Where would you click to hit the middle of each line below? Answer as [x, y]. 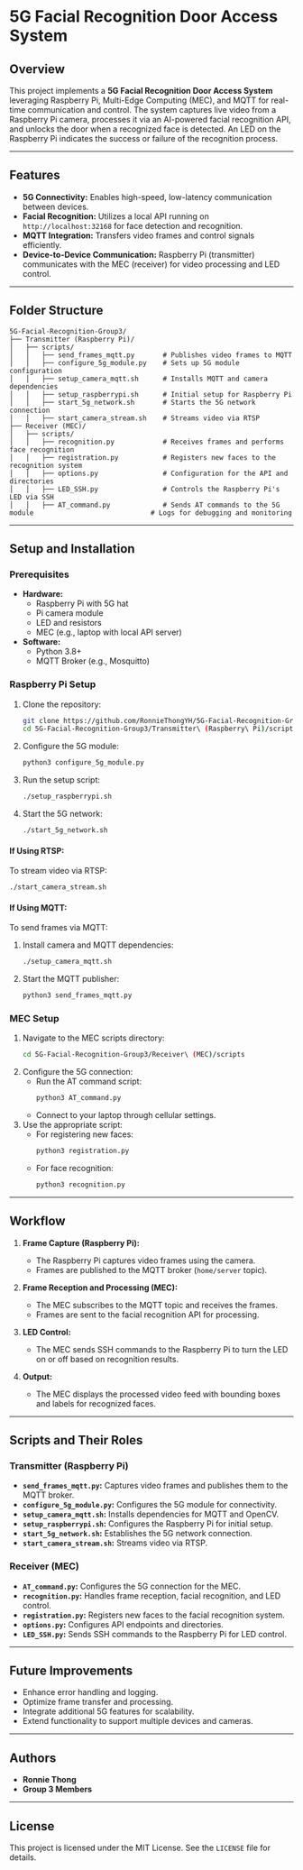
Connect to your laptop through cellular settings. [126, 1115]
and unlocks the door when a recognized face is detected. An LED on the [145, 129]
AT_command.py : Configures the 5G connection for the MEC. [132, 1586]
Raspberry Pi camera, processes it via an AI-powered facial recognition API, [150, 119]
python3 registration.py [83, 1151]
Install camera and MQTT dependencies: [98, 945]
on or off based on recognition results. [107, 1359]
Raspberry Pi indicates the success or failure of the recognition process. [144, 138]
